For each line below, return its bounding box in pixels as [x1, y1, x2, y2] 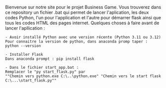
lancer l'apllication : [5, 25, 45, 31]
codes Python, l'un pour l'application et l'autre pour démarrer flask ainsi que [5, 15, 162, 20]
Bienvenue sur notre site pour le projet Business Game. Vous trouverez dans [5, 4, 162, 10]
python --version [5, 44, 41, 48]
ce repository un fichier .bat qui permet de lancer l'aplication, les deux [5, 9, 149, 15]
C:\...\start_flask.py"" [5, 78, 57, 83]
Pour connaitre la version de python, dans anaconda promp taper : [5, 39, 148, 44]
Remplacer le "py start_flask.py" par [5, 69, 85, 74]
